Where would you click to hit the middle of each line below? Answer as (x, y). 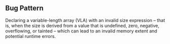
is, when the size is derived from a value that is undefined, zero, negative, (82, 25)
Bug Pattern (24, 8)
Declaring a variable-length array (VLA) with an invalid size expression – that (85, 20)
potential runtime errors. (30, 36)
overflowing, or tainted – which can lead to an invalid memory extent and (81, 31)
